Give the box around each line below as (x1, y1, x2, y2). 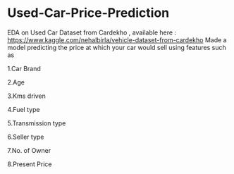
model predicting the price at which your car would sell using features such (7, 43, 227, 51)
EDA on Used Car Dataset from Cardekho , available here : (7, 28, 177, 37)
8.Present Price (7, 160, 52, 168)
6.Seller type (7, 132, 44, 141)
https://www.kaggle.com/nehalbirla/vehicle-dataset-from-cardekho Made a (7, 35, 227, 44)
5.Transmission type (7, 118, 66, 128)
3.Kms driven (7, 92, 46, 100)
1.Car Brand (7, 64, 41, 73)
